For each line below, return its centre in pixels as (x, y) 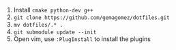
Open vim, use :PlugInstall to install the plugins (82, 39)
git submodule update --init (55, 32)
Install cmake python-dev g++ (53, 10)
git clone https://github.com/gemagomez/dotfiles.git (91, 18)
